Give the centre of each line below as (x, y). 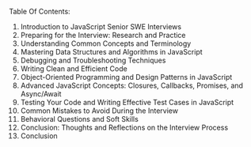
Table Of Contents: (40, 11)
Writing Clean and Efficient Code (74, 69)
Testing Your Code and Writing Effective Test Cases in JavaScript (127, 102)
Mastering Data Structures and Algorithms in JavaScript (111, 52)
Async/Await (41, 94)
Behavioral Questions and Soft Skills (80, 119)
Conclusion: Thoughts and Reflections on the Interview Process (124, 127)
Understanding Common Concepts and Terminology (106, 43)
